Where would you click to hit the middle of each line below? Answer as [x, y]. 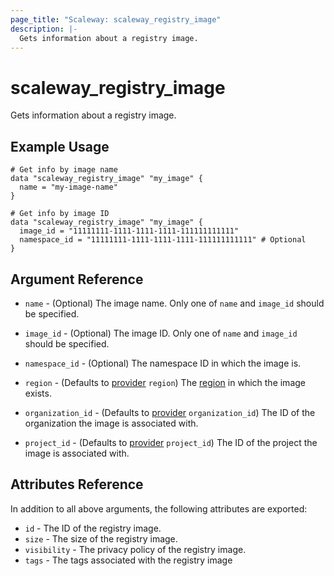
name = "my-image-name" [68, 187]
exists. [38, 393]
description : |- [44, 29]
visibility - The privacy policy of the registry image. [135, 549]
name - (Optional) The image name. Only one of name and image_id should [174, 303]
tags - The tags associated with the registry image [128, 560]
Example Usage [60, 146]
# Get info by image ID [60, 214]
